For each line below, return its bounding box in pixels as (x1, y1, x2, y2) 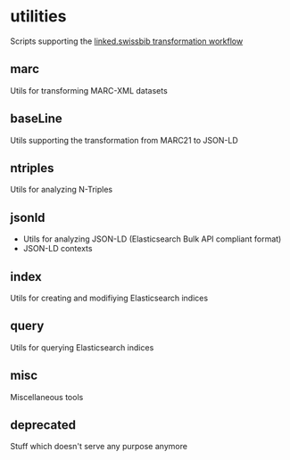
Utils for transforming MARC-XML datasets (10, 85, 168, 95)
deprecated (10, 417, 77, 433)
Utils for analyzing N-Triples (10, 185, 113, 195)
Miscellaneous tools (10, 391, 84, 402)
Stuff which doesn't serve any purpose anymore (10, 441, 188, 452)
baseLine (10, 111, 63, 127)
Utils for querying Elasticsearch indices (10, 341, 154, 353)
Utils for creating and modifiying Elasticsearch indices (10, 292, 209, 303)
